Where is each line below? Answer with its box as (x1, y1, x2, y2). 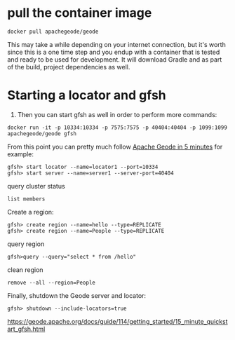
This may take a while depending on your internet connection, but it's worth (7, 40, 226, 48)
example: (7, 149, 34, 158)
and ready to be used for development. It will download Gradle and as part (7, 55, 222, 64)
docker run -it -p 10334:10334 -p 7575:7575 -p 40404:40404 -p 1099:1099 (7, 124, 228, 131)
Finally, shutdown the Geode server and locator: (7, 291, 146, 299)
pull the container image (7, 5, 152, 21)
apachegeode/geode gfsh (7, 130, 77, 137)
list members (7, 195, 46, 203)
